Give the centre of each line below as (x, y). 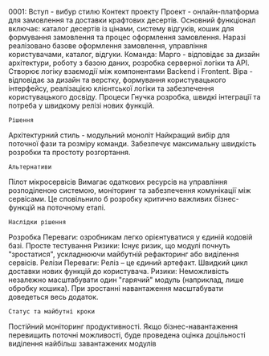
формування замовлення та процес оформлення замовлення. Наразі (127, 37)
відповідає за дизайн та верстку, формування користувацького (117, 80)
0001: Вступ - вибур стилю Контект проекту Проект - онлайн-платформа (134, 12)
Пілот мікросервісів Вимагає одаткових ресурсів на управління (118, 182)
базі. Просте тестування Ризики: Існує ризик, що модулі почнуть (119, 246)
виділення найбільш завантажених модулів (82, 344)
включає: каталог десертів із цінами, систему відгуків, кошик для (121, 29)
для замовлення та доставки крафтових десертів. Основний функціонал (132, 20)
